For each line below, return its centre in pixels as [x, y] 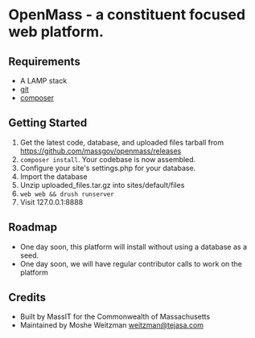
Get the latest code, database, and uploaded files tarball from [121, 142]
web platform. [56, 32]
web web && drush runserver [67, 194]
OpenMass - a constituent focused [127, 15]
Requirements [44, 61]
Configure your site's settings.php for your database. [108, 168]
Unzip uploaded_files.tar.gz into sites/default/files [102, 185]
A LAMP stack [43, 81]
